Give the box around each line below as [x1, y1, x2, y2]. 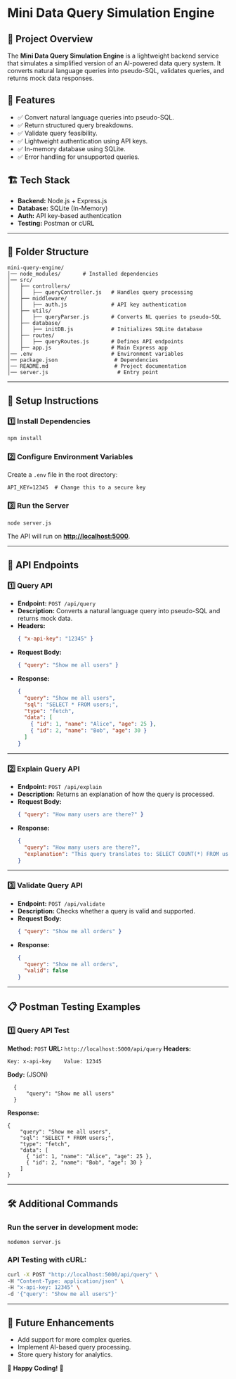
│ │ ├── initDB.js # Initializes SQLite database [7, 326, 202, 333]
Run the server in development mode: [7, 1222, 138, 1232]
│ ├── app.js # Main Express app [7, 345, 169, 352]
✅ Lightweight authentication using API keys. [17, 136, 148, 145]
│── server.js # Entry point [7, 369, 159, 376]
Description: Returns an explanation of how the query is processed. [17, 790, 215, 799]
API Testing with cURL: [7, 1255, 87, 1265]
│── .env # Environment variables [7, 350, 184, 358]
